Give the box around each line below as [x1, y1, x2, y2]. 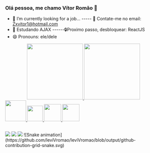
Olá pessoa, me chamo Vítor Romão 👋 [5, 4, 98, 11]
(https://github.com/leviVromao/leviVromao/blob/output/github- [5, 137, 136, 143]
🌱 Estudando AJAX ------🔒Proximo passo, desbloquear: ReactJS [12, 27, 145, 33]
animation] [40, 132, 62, 138]
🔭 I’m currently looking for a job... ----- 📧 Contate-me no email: [12, 16, 142, 22]
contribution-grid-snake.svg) [5, 142, 65, 148]
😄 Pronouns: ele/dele [12, 34, 57, 40]
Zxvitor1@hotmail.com [12, 21, 58, 27]
